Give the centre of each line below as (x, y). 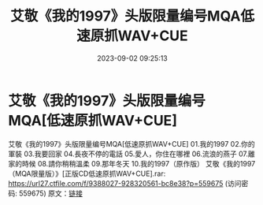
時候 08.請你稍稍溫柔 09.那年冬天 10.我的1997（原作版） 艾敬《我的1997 (139, 163)
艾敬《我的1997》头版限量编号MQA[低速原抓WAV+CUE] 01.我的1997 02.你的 (131, 143)
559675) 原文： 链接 (51, 193)
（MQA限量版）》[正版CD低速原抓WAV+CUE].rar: (87, 173)
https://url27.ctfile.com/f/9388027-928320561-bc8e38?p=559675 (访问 (125, 183)
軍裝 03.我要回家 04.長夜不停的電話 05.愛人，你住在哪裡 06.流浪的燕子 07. (128, 154)
